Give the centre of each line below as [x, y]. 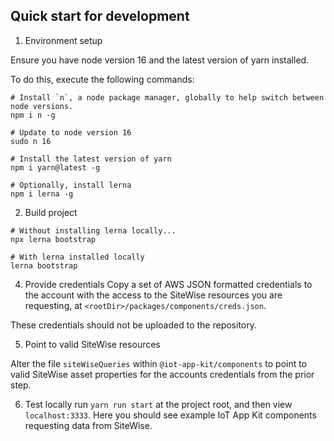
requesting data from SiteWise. [88, 425]
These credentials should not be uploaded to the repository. [133, 325]
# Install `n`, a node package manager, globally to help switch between [167, 97]
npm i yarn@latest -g [55, 167]
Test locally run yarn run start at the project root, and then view [158, 404]
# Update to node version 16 [71, 132]
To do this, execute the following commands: [102, 79]
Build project [51, 212]
